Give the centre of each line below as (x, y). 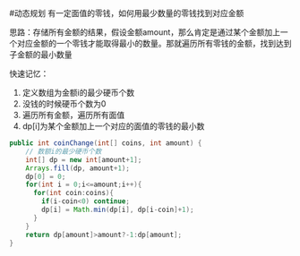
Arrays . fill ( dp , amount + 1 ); (77, 168)
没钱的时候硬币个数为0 (64, 104)
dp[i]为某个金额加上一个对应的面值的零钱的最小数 (113, 126)
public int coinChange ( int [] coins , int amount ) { (106, 143)
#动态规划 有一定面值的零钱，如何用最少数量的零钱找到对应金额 (127, 13)
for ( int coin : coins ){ (73, 193)
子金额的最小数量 (41, 55)
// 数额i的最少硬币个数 (64, 151)
